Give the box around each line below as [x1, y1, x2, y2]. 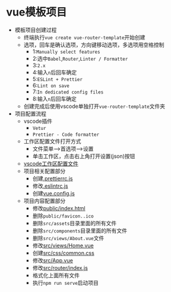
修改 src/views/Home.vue [32, 242, 94, 249]
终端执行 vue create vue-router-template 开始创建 [23, 33, 145, 41]
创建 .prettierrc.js [32, 175, 73, 182]
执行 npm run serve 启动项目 [32, 279, 99, 286]
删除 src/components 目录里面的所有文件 [32, 227, 128, 234]
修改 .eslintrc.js [32, 182, 68, 190]
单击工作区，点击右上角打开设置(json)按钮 [32, 153, 135, 160]
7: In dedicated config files [32, 88, 104, 95]
